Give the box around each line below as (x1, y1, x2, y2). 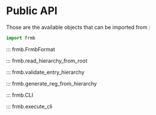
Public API (6, 4, 58, 18)
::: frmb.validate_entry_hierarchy (6, 68, 84, 75)
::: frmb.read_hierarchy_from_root (6, 57, 87, 64)
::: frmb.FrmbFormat (6, 45, 56, 52)
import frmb (6, 35, 35, 41)
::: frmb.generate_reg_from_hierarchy (6, 80, 97, 87)
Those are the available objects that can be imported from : (6, 24, 151, 31)
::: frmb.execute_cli (6, 103, 53, 110)
